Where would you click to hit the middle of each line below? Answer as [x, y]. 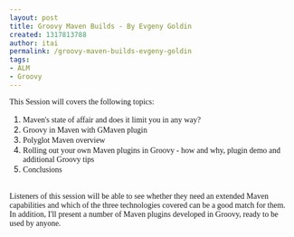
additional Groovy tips [58, 159]
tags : [19, 60]
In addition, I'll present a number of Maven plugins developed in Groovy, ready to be [144, 214]
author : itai [34, 43]
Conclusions [43, 170]
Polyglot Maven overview [64, 140]
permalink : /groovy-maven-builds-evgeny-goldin [101, 52]
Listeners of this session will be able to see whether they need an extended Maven [139, 196]
